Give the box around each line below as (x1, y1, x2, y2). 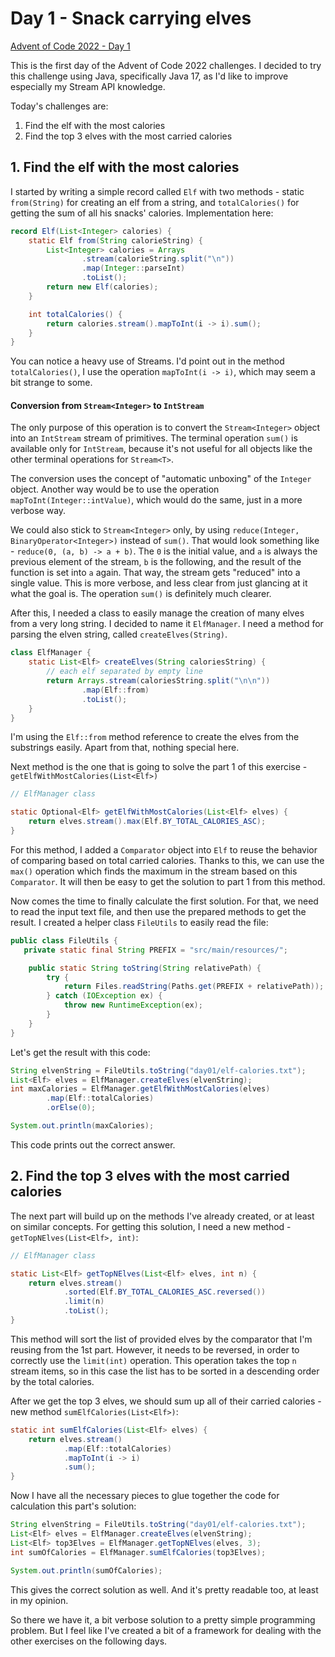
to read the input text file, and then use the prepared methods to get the (10, 905, 307, 917)
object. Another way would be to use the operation (10, 483, 220, 496)
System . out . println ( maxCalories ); (10, 1121, 155, 1131)
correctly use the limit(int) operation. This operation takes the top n (10, 1354, 297, 1366)
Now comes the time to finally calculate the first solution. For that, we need (10, 895, 319, 907)
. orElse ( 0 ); (46, 1103, 97, 1113)
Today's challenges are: (10, 100, 109, 112)
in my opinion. (10, 1594, 69, 1606)
